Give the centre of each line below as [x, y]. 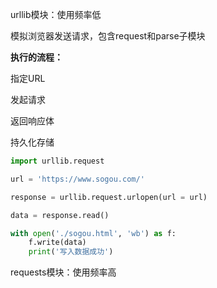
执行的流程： [36, 57]
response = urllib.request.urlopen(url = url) [109, 197]
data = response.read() [60, 215]
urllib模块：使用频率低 [56, 14]
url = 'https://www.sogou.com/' [77, 179]
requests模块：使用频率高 [63, 272]
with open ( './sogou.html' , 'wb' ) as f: [93, 233]
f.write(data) [57, 243]
